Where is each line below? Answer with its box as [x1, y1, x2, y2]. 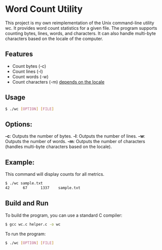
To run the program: [5, 231, 46, 237]
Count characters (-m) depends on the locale [12, 79, 105, 85]
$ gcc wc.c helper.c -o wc [5, 222, 61, 227]
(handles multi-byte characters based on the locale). [5, 144, 112, 150]
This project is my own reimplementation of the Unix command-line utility [5, 20, 155, 26]
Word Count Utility [5, 3, 83, 15]
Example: [5, 158, 35, 166]
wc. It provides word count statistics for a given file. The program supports [5, 25, 157, 31]
